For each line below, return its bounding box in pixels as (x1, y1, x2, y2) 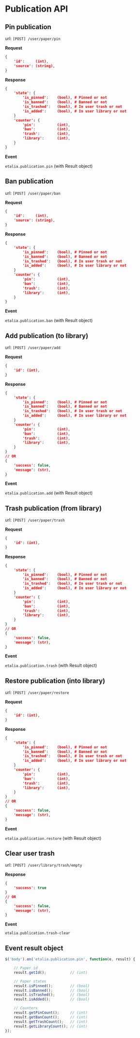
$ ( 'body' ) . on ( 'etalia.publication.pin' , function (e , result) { (5, 957, 136, 962)
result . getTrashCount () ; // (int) (14, 1019, 88, 1024)
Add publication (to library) (5, 331, 89, 340)
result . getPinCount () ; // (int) (14, 1010, 88, 1015)
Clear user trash (5, 849, 55, 857)
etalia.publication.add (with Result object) (5, 490, 93, 496)
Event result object (5, 944, 63, 952)
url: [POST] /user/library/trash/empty (5, 862, 82, 868)
